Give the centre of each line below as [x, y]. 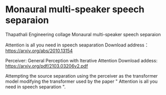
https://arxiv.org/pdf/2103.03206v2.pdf [47, 66]
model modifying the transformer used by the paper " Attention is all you [81, 81]
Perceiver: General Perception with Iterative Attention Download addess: [81, 60]
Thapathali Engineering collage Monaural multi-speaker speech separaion [83, 34]
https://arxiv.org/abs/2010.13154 [39, 51]
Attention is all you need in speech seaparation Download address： [77, 45]
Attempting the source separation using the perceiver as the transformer [82, 76]
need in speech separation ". [35, 87]
